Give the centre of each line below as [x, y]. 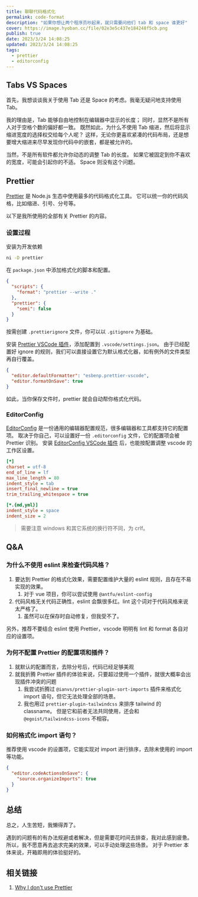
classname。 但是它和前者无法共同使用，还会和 [82, 711]
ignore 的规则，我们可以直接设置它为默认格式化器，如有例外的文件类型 [104, 352]
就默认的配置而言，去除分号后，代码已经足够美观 [74, 666]
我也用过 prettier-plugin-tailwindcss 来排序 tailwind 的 [92, 704]
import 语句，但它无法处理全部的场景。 [71, 696]
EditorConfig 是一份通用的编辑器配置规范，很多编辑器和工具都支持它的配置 [97, 428]
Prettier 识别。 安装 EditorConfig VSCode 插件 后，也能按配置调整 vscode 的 [99, 443]
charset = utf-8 [26, 467]
